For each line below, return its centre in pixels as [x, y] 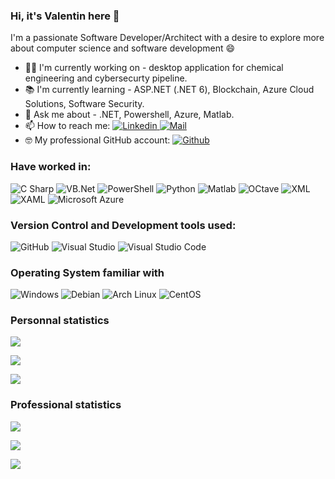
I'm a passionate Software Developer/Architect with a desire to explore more [167, 38]
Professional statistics [66, 405]
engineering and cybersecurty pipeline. [106, 78]
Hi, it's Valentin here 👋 [65, 16]
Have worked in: [51, 167]
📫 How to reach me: [67, 126]
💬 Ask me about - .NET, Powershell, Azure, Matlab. [129, 115]
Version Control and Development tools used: [123, 225]
